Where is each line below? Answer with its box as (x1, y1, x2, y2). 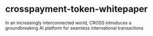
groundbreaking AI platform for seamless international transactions (5, 25, 144, 31)
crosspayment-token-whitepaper (5, 3, 148, 15)
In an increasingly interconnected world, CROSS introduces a (5, 20, 132, 26)
